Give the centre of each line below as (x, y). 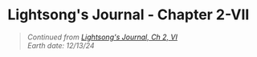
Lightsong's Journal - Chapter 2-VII (128, 15)
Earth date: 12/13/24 (61, 45)
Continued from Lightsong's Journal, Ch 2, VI (102, 37)
